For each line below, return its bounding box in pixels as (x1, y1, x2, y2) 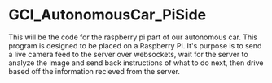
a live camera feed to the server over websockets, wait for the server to (8, 49, 248, 59)
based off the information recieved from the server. (8, 66, 181, 76)
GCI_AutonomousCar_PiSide (8, 6, 206, 24)
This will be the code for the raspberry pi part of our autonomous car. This (8, 32, 258, 42)
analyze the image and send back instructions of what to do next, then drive (8, 58, 264, 68)
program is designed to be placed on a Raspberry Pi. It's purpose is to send (8, 40, 262, 50)
